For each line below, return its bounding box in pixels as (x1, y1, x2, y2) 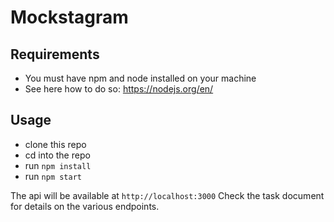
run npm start (24, 170, 82, 182)
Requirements (10, 46, 100, 63)
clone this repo (24, 138, 87, 150)
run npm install (24, 159, 92, 171)
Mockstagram (10, 6, 129, 29)
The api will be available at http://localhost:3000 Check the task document (10, 189, 325, 201)
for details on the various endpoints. (10, 200, 160, 212)
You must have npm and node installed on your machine (24, 72, 257, 84)
